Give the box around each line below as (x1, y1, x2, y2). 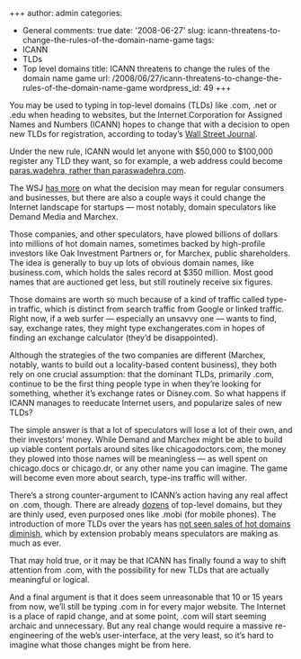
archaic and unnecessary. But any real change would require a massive (9, 620, 274, 631)
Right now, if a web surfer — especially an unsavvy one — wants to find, (9, 313, 277, 323)
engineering (9, 630, 54, 640)
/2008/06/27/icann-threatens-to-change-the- (111, 73, 283, 84)
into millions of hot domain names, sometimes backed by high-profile (9, 239, 266, 248)
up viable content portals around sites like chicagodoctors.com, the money (9, 444, 287, 454)
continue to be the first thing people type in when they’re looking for (9, 378, 262, 389)
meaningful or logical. (9, 574, 90, 584)
